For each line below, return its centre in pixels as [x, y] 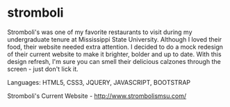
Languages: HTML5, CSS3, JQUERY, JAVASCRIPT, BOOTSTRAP [99, 82]
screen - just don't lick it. [43, 69]
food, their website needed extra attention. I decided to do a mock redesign [115, 47]
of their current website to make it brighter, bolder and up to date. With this [114, 54]
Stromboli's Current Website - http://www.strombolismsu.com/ [97, 96]
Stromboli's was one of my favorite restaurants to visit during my [100, 32]
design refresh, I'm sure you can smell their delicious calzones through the [114, 61]
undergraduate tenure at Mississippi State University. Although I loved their [115, 39]
